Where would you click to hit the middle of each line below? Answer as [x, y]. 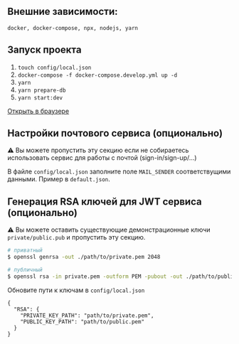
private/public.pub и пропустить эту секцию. [76, 237]
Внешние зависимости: [63, 12]
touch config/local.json [54, 68]
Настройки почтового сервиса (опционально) [115, 133]
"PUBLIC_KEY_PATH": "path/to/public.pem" [82, 322]
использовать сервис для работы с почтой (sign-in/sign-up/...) [102, 158]
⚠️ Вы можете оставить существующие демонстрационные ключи [109, 230]
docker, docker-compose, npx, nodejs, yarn [73, 28]
